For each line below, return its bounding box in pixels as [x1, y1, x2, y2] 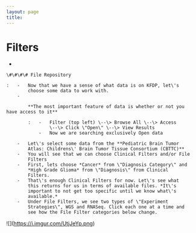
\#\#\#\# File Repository [6, 72, 71, 78]
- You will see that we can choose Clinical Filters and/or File [17, 152, 190, 158]
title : [6, 14, 23, 21]
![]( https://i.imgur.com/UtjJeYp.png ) [6, 220, 95, 227]
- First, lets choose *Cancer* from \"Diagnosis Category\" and [17, 162, 188, 168]
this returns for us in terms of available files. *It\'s [28, 183, 177, 189]
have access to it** [6, 109, 58, 115]
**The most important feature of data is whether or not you [28, 104, 185, 110]
